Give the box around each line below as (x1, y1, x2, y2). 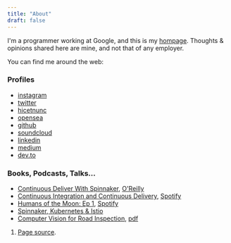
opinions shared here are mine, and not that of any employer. (7, 44, 185, 52)
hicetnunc (17, 106, 47, 114)
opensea (17, 113, 44, 122)
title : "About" (7, 10, 52, 18)
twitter (17, 98, 37, 106)
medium (17, 143, 42, 151)
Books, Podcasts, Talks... (7, 168, 96, 178)
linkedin (17, 135, 41, 144)
